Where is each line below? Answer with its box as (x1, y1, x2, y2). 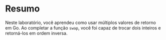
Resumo (5, 3, 40, 14)
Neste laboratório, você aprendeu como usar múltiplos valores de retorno (5, 19, 156, 25)
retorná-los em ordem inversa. (5, 30, 68, 36)
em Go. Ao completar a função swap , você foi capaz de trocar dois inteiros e (5, 24, 161, 30)
